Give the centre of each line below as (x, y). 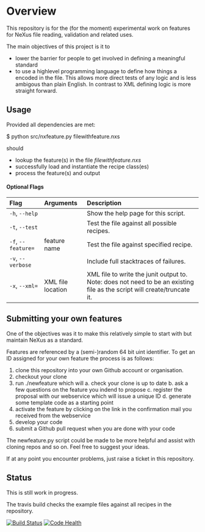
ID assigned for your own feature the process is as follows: (80, 358)
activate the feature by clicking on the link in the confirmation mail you (103, 409)
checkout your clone (41, 376)
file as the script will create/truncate (138, 289)
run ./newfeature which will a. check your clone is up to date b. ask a (102, 383)
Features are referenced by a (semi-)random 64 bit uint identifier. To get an (101, 351)
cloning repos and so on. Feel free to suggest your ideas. (78, 447)
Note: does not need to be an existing (140, 282)
